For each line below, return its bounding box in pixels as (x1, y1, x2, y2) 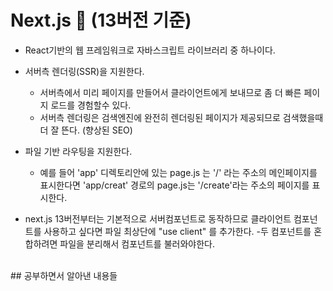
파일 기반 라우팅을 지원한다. (24, 145, 133, 157)
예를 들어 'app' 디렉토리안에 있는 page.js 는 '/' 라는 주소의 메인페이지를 (39, 166, 318, 178)
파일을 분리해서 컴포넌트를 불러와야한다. (59, 237, 215, 250)
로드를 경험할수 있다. (50, 99, 132, 111)
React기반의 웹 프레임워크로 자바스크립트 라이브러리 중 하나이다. (24, 44, 276, 56)
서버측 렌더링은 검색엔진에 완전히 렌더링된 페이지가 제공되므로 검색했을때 (39, 111, 324, 123)
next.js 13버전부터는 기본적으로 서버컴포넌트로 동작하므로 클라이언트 (24, 212, 292, 225)
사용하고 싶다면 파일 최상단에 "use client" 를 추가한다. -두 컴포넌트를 (43, 225, 312, 237)
